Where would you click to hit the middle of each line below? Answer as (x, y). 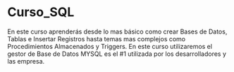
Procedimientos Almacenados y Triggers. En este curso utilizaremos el (110, 46)
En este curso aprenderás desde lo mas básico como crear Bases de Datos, (117, 31)
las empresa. (26, 61)
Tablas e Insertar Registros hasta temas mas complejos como (97, 38)
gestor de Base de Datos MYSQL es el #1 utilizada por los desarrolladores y (117, 54)
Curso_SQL (41, 12)
